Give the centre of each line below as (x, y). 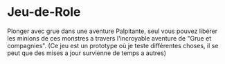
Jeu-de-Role (44, 12)
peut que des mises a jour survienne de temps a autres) (87, 53)
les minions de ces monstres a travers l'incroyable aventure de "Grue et (109, 38)
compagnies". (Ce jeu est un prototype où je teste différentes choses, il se (113, 45)
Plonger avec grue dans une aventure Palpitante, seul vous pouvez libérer (112, 31)
